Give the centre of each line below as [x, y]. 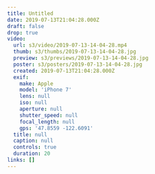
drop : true [23, 33]
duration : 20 [32, 154]
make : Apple [36, 84]
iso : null [34, 103]
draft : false [26, 26]
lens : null [35, 97]
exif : [21, 77]
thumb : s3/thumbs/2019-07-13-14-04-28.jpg [75, 52]
